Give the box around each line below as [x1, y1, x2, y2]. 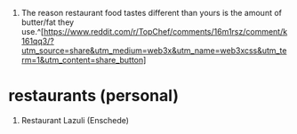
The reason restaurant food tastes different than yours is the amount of [20, 8, 282, 18]
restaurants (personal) [8, 86, 180, 106]
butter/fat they [20, 17, 75, 28]
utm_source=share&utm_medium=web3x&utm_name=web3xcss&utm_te [20, 45, 287, 56]
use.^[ [20, 27, 44, 36]
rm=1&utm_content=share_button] [20, 55, 147, 65]
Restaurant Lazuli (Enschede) [20, 114, 130, 125]
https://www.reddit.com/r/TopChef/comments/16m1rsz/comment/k [43, 27, 288, 36]
